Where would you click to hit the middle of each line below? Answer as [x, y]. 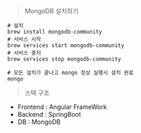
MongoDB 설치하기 [51, 11]
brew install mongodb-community [55, 32]
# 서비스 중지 [24, 53]
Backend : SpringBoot [49, 114]
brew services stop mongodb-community [64, 59]
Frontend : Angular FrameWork [62, 107]
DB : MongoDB [39, 122]
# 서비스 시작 [24, 39]
